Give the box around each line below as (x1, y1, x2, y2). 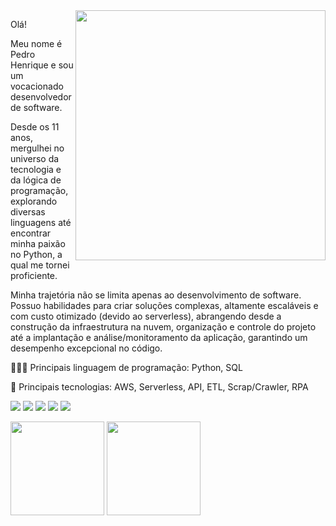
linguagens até (10, 217, 72, 228)
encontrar (10, 227, 52, 239)
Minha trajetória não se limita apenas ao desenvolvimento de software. (10, 289, 302, 301)
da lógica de (10, 174, 62, 186)
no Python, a (10, 249, 63, 260)
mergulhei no (10, 142, 65, 154)
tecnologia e (10, 164, 62, 175)
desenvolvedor (10, 91, 72, 103)
